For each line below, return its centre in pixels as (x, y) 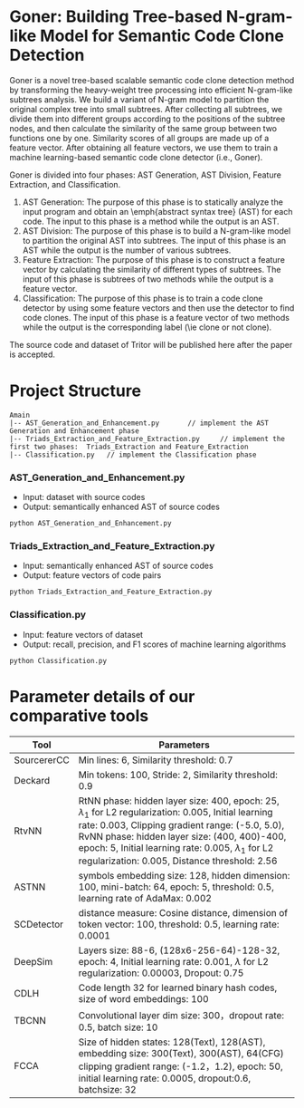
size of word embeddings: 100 (144, 999)
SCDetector (39, 924)
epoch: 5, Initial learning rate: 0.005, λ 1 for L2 (176, 848)
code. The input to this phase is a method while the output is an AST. (151, 221)
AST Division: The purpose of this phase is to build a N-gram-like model (157, 231)
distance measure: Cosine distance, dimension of (183, 913)
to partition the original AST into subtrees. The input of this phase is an (154, 240)
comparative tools (79, 715)
